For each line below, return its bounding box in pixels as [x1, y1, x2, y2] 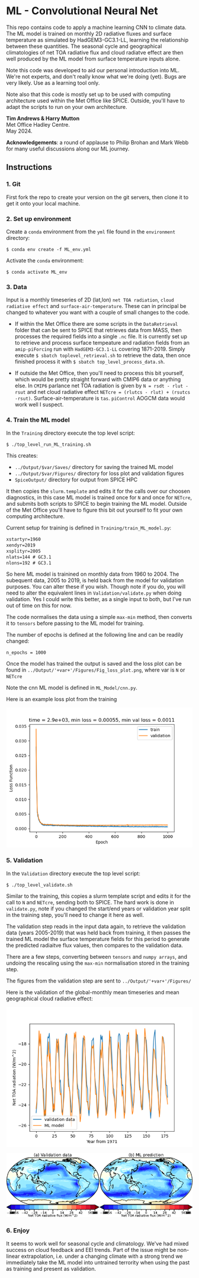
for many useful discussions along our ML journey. [6, 145, 130, 152]
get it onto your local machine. [6, 200, 81, 207]
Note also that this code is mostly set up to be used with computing [6, 91, 171, 98]
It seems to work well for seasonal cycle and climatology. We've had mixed [6, 1240, 189, 1247]
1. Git [6, 180, 21, 188]
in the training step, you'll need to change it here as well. [6, 911, 144, 919]
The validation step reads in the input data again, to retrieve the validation [6, 923, 186, 930]
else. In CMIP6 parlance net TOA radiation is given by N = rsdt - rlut [14, 382, 184, 389]
